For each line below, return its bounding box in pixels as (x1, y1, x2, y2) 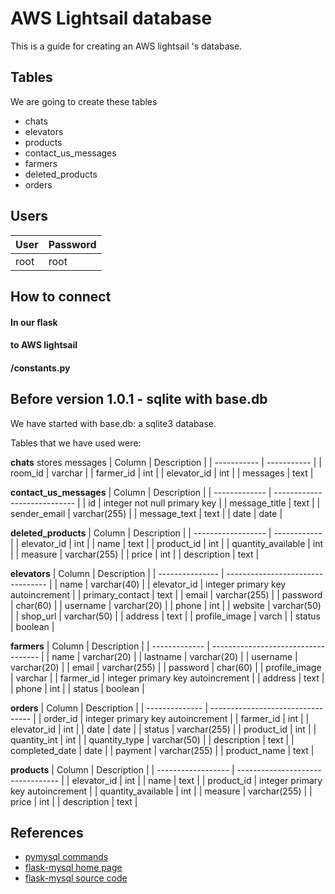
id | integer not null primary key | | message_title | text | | (88, 497, 321, 509)
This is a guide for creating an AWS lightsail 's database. (10, 40, 243, 52)
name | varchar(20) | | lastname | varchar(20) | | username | (51, 650, 298, 662)
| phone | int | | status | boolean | (10, 682, 145, 694)
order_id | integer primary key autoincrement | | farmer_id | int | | (43, 712, 310, 724)
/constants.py (10, 362, 71, 374)
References (10, 824, 84, 841)
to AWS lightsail (10, 339, 78, 351)
